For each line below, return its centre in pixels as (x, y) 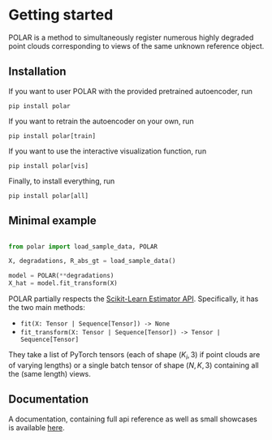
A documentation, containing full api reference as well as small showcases (133, 419)
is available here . (37, 427)
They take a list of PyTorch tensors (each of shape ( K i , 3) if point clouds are (134, 356)
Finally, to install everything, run (62, 181)
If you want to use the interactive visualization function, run (108, 151)
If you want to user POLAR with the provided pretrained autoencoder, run (131, 91)
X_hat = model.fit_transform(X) (63, 283)
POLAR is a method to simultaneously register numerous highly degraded (131, 37)
